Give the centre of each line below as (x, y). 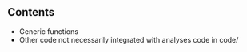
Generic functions (49, 31)
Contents (31, 12)
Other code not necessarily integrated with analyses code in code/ (129, 39)
